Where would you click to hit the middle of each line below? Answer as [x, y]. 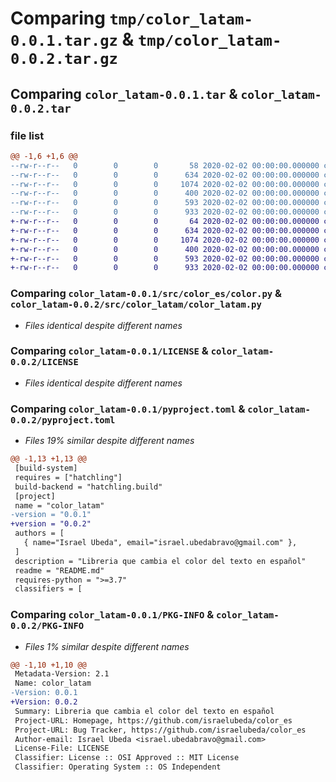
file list [27, 135]
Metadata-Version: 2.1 [62, 674]
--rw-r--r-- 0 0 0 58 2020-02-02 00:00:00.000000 [165, 165]
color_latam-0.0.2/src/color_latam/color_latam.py [136, 305]
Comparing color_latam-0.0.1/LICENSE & [109, 351]
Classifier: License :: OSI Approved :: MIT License [127, 758]
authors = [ [39, 533]
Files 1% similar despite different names [107, 646]
